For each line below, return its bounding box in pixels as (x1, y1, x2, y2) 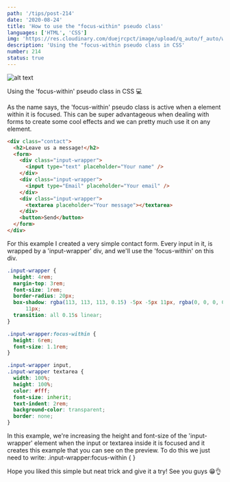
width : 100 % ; (13, 375, 51, 381)
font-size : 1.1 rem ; (13, 343, 69, 350)
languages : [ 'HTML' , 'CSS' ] (7, 29, 88, 36)
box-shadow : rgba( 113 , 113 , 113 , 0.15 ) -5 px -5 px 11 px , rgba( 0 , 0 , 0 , (13, 299, 219, 306)
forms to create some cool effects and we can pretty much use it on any (7, 117, 211, 125)
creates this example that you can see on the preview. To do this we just (7, 446, 211, 454)
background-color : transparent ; (13, 407, 106, 414)
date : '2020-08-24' (7, 16, 63, 23)
